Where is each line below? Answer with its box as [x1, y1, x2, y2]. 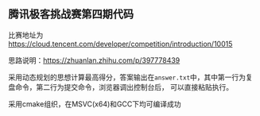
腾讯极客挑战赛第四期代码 [8, 7, 134, 21]
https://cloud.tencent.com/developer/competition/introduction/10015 [8, 39, 233, 48]
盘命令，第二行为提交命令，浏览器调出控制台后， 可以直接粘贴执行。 [8, 82, 233, 91]
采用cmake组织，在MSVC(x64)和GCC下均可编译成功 [8, 99, 181, 109]
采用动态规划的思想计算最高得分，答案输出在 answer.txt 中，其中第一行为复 [8, 72, 253, 82]
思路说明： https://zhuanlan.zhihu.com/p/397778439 [8, 55, 180, 65]
